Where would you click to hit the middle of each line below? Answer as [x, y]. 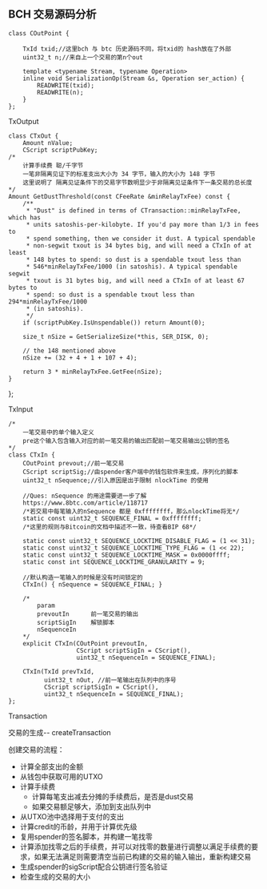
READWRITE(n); [60, 92]
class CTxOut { [34, 136]
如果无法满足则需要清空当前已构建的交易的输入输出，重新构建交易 [143, 856]
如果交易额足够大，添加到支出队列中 [92, 807]
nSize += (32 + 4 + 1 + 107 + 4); [80, 358]
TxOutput [24, 121]
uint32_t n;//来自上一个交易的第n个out [83, 57]
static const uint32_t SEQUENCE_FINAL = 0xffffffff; [112, 518]
